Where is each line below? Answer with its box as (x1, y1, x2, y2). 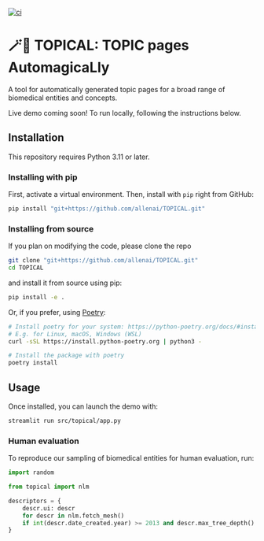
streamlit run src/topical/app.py (8, 417, 122, 425)
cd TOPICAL (8, 264, 44, 272)
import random (8, 469, 55, 476)
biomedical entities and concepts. (8, 93, 118, 102)
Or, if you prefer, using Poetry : (8, 307, 106, 317)
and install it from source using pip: (8, 278, 123, 287)
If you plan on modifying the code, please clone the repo (8, 241, 192, 251)
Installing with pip (8, 172, 78, 183)
